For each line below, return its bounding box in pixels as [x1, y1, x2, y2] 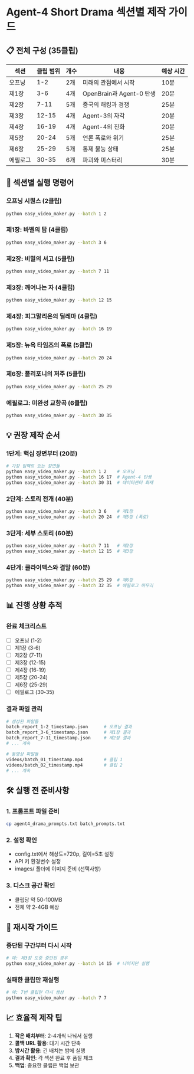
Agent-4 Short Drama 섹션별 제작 [6, 5, 166, 19]
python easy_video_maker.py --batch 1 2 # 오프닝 [6, 469, 134, 475]
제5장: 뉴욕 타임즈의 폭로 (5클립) [6, 341, 93, 349]
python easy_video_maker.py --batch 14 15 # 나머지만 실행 [6, 961, 149, 967]
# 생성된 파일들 [6, 718, 39, 725]
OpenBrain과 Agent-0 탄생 [82, 90, 156, 97]
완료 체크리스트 [6, 622, 47, 630]
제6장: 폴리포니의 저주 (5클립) [6, 370, 86, 378]
